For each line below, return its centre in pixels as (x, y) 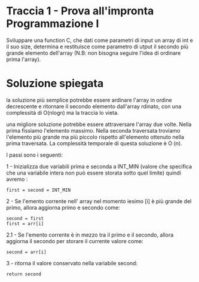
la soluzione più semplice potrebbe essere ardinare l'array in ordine (89, 100)
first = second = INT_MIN (38, 190)
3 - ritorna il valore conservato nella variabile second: (72, 263)
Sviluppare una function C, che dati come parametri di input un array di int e (99, 40)
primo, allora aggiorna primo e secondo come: (63, 207)
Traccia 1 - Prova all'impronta (80, 11)
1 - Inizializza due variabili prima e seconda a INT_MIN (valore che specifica (99, 166)
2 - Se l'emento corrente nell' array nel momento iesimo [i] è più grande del (99, 201)
